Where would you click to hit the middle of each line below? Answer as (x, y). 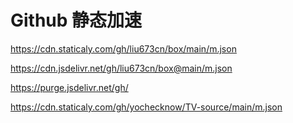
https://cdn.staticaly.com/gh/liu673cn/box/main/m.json (123, 48)
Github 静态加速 (76, 20)
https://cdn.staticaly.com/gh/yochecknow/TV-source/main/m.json (146, 107)
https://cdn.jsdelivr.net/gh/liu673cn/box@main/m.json (121, 68)
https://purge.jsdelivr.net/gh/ (69, 87)
